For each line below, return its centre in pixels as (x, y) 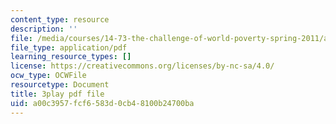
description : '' (44, 29)
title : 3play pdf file (57, 94)
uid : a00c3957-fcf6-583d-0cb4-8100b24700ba (102, 103)
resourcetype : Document (60, 85)
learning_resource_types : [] (71, 57)
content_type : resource (60, 19)
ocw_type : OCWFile (48, 76)
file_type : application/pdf (69, 47)
